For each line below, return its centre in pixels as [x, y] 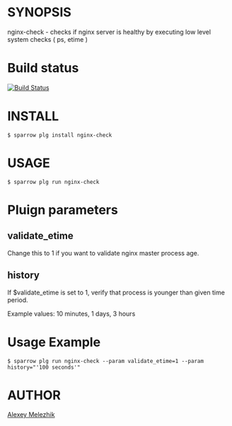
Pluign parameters [63, 210]
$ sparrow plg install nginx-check [60, 135]
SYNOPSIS [40, 12]
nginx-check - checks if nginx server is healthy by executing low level [109, 32]
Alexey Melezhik [31, 415]
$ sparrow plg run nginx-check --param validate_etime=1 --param [105, 361]
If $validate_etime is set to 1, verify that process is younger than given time [116, 292]
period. [18, 300]
